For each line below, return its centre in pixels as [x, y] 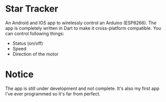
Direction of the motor [36, 54]
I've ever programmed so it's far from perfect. [53, 93]
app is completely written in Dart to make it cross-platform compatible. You [83, 28]
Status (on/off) [28, 43]
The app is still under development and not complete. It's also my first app [82, 88]
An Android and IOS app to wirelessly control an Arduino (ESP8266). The [81, 23]
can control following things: [35, 33]
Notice [19, 74]
